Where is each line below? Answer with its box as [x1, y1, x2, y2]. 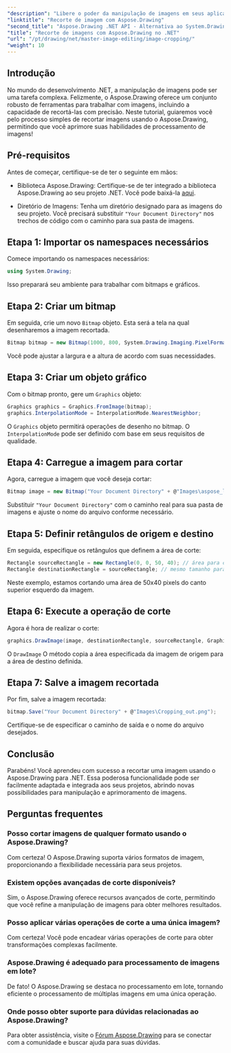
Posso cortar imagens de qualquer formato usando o [7, 829, 187, 838]
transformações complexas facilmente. [7, 941, 118, 949]
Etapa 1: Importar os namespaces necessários [7, 237, 209, 248]
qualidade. [7, 436, 37, 445]
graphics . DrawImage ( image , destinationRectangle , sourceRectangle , [7, 637, 205, 644]
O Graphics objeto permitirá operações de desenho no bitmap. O [7, 422, 190, 430]
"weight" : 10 [7, 42, 45, 49]
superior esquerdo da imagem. [7, 586, 95, 594]
